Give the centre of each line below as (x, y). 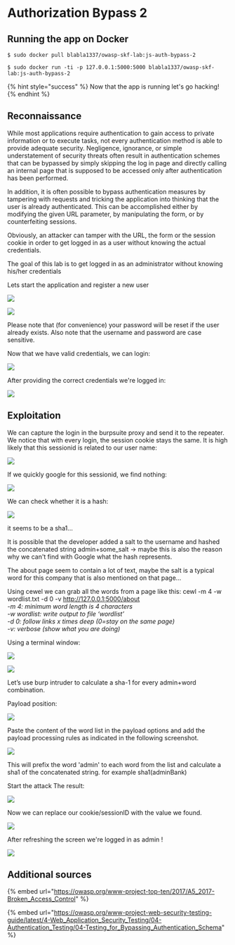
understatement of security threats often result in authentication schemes (114, 156)
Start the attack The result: (46, 785)
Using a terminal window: (44, 642)
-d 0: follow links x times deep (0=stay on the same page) (91, 621)
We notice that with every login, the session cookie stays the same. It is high (117, 440)
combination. (26, 690)
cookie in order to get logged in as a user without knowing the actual (106, 242)
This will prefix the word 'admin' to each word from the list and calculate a (114, 764)
